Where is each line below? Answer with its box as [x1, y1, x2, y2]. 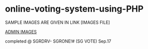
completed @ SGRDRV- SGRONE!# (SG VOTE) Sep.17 [5, 38, 112, 44]
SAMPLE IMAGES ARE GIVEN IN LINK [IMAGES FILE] [5, 19, 110, 25]
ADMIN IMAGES [5, 29, 37, 34]
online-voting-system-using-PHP [5, 3, 144, 15]
